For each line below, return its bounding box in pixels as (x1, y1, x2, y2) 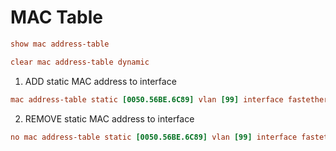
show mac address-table (10, 39, 110, 49)
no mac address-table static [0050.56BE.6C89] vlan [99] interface (10, 132, 298, 142)
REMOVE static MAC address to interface (24, 112, 195, 125)
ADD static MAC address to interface (24, 75, 177, 87)
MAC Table (10, 6, 103, 29)
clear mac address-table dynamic (10, 57, 150, 67)
